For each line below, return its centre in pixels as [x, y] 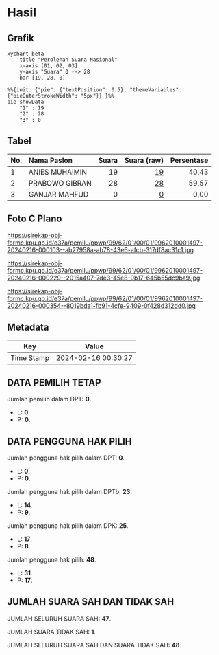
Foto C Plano [35, 219]
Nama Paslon [51, 160]
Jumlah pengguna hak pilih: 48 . [52, 560]
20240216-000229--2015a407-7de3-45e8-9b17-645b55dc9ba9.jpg [104, 278]
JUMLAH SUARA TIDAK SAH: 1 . [51, 632]
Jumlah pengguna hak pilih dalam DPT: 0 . [66, 458]
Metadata [28, 327]
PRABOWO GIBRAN [60, 183]
